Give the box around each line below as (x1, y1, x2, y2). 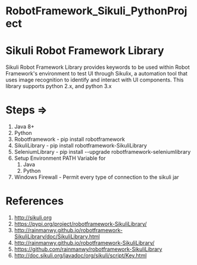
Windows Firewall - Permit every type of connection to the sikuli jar (14, 173, 179, 181)
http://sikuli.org (14, 214, 52, 221)
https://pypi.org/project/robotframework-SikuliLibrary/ (14, 220, 147, 227)
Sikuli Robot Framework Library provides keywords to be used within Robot (5, 64, 190, 71)
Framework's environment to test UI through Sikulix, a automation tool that (5, 70, 188, 77)
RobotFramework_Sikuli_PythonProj (5, 4, 187, 18)
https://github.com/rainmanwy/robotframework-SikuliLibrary (14, 245, 162, 253)
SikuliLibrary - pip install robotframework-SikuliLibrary (14, 142, 147, 149)
